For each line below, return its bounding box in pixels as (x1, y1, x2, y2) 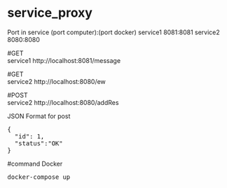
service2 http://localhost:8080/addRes (7, 98, 119, 106)
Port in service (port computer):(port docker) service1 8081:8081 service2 (7, 28, 221, 36)
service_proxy (7, 5, 93, 21)
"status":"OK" (14, 139, 63, 147)
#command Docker (7, 159, 63, 168)
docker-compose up (7, 173, 71, 181)
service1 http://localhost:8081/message (7, 56, 121, 64)
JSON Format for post (7, 112, 71, 120)
